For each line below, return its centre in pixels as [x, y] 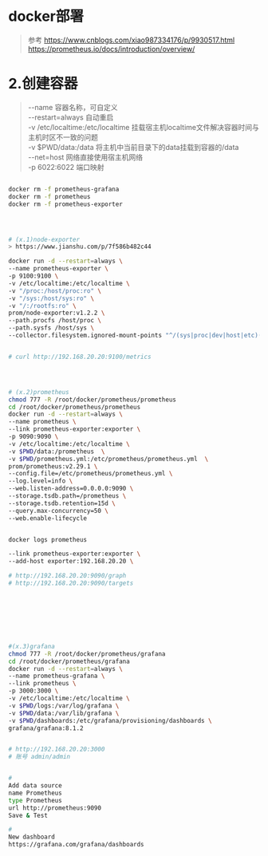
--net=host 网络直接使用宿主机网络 [85, 157]
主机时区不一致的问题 [63, 137]
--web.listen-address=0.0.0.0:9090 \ [71, 489]
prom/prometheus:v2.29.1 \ [53, 466]
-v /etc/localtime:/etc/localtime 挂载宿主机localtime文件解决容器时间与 [143, 127]
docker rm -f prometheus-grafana [64, 189]
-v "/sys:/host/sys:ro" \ [51, 298]
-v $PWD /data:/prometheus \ [57, 452]
